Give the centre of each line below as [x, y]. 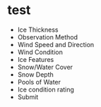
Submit [28, 96]
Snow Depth [36, 74]
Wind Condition [40, 52]
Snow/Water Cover [45, 67]
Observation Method [47, 37]
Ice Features [36, 59]
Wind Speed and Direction [56, 44]
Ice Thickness [38, 30]
